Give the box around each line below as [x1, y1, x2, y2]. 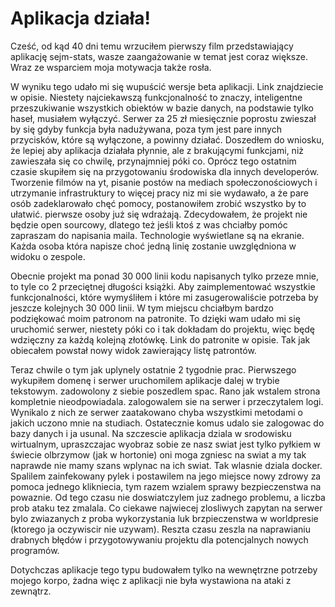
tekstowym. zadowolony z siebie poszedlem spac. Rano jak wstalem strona [10, 385, 321, 397]
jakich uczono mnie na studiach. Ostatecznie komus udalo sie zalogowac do [10, 417, 325, 429]
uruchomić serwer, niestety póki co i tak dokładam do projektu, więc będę [10, 323, 315, 335]
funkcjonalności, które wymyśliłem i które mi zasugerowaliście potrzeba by [10, 291, 319, 303]
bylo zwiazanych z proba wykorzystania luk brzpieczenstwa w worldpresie [10, 512, 319, 524]
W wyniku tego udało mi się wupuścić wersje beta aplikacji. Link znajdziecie [10, 80, 324, 92]
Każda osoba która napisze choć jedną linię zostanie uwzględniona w [10, 240, 297, 252]
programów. [10, 544, 60, 556]
